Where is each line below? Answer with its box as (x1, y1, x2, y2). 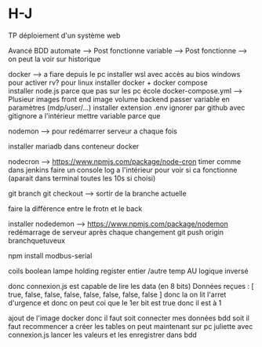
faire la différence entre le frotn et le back (8, 203, 143, 213)
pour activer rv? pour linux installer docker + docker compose (8, 78, 208, 87)
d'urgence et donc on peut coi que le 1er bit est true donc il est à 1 (8, 298, 222, 307)
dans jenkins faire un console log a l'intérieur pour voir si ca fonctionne (8, 165, 238, 174)
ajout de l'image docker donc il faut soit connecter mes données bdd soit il (8, 313, 249, 323)
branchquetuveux (8, 236, 65, 245)
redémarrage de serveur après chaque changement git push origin (8, 227, 224, 236)
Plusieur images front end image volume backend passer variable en (8, 94, 230, 104)
